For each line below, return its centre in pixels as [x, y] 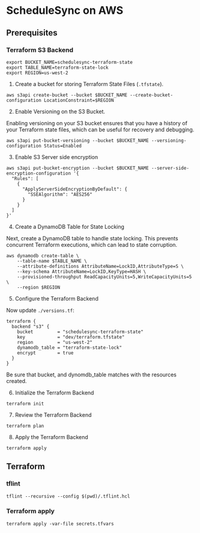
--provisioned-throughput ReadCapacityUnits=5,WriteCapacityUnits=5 [105, 277]
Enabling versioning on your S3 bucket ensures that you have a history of [97, 123]
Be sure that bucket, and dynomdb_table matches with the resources [92, 375]
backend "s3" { [31, 326]
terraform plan [25, 426]
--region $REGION [39, 287]
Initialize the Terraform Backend [54, 393]
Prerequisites [32, 33]
